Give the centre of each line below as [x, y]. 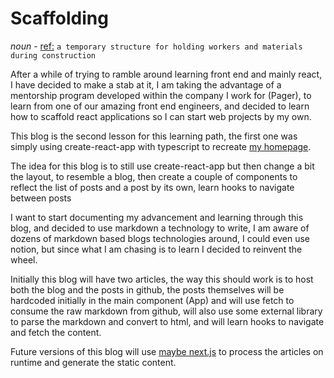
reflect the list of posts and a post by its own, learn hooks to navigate [152, 187]
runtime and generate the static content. [93, 362]
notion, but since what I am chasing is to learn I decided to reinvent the [156, 249]
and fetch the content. [56, 332]
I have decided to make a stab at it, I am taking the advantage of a [146, 84]
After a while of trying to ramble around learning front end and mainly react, [166, 74]
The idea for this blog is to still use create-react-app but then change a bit [162, 166]
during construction [53, 55]
